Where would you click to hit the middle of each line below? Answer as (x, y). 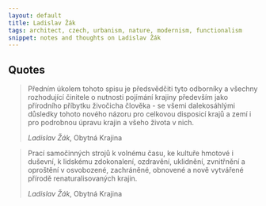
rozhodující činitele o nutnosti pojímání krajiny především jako (127, 97)
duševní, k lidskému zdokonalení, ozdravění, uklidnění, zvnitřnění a (136, 162)
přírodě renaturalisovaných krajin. (82, 178)
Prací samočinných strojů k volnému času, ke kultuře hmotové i (130, 153)
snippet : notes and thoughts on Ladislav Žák (84, 38)
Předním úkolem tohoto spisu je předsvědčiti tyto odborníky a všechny (142, 89)
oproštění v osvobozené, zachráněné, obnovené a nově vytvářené (135, 170)
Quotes (27, 69)
